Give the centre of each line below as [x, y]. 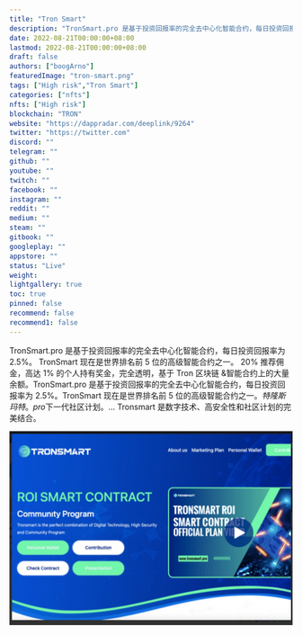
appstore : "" [34, 256]
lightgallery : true [46, 285]
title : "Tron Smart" [48, 19]
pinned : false [36, 304]
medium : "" [30, 219]
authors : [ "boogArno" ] [52, 67]
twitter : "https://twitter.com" [70, 133]
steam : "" [28, 228]
